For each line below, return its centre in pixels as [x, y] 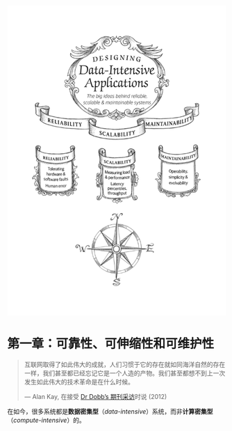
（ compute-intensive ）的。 [46, 421]
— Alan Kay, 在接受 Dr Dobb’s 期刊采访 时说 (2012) [96, 397]
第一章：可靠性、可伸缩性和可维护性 [111, 344]
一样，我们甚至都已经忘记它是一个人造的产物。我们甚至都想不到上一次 [125, 373]
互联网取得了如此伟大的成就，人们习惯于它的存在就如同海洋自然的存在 [125, 365]
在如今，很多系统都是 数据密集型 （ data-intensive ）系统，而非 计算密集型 [110, 412]
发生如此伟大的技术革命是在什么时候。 [79, 382]
